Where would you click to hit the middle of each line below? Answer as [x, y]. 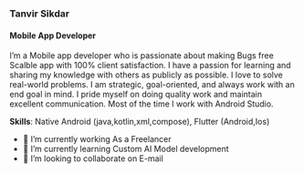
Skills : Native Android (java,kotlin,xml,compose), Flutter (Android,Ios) [140, 122]
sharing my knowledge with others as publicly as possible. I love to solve [146, 75]
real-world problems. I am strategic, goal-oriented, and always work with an [152, 85]
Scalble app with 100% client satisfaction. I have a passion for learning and [150, 66]
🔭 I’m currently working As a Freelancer [97, 139]
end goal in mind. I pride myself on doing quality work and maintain [136, 95]
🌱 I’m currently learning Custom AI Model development [126, 149]
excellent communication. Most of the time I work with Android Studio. [142, 104]
